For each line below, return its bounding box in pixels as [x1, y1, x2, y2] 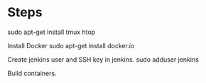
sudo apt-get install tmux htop [7, 28, 96, 36]
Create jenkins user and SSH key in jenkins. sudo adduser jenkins [7, 55, 199, 64]
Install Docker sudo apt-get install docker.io [7, 41, 135, 50]
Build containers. [7, 69, 57, 77]
